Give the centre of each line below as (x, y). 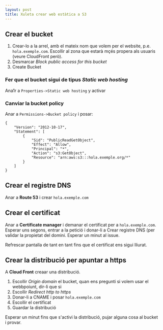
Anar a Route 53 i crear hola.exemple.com (47, 197)
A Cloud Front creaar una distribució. (43, 272)
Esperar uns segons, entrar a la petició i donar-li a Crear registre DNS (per (80, 230)
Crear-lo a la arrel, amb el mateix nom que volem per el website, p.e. (81, 46)
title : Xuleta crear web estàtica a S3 (46, 14)
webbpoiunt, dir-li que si (37, 287)
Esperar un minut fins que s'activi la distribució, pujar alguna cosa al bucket (81, 317)
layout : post (18, 10)
